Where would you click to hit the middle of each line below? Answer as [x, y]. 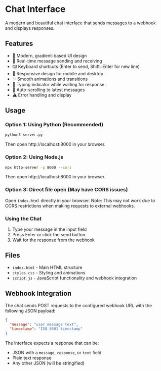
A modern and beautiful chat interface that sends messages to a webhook [80, 23]
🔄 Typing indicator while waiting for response [58, 84]
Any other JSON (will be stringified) [48, 363]
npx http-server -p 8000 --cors [38, 167]
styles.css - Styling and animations [49, 272]
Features [19, 44]
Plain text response [32, 358]
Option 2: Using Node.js [34, 157]
